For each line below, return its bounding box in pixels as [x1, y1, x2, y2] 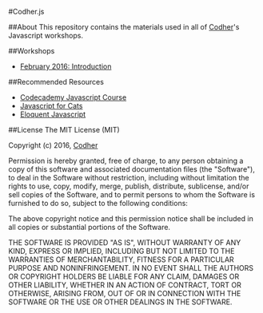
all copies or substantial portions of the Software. [8, 223, 170, 232]
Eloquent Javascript [19, 109, 86, 119]
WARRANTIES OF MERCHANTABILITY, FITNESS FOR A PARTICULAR [8, 255, 234, 264]
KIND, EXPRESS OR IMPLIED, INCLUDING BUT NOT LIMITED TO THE [8, 247, 235, 256]
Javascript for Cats [19, 101, 83, 110]
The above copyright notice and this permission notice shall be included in [8, 214, 253, 223]
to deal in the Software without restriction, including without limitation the [8, 173, 249, 182]
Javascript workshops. [8, 31, 84, 40]
